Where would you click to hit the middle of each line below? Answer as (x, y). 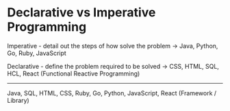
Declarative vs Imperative (81, 13)
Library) (18, 100)
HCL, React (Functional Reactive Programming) (74, 74)
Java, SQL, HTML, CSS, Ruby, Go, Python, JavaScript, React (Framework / (112, 93)
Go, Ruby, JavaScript (37, 53)
